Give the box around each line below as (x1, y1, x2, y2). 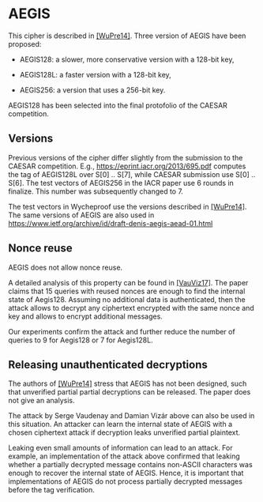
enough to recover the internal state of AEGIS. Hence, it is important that (8, 468, 244, 478)
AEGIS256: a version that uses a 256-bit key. (19, 85, 166, 95)
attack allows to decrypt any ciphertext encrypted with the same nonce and (8, 303, 254, 312)
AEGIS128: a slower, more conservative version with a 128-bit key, (19, 55, 235, 64)
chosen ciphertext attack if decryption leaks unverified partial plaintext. (8, 428, 241, 437)
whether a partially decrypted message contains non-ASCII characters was (8, 460, 253, 470)
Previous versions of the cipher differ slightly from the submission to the (8, 153, 243, 162)
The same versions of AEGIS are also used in (8, 210, 155, 220)
